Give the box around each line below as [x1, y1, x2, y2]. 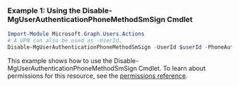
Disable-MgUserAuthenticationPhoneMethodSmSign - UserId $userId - [7, 44, 208, 51]
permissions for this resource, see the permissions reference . [7, 71, 188, 80]
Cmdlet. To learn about [138, 64, 206, 72]
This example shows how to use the [7, 56, 112, 65]
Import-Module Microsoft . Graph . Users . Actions [7, 30, 144, 37]
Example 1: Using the [7, 6, 81, 16]
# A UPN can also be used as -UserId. [7, 37, 122, 45]
